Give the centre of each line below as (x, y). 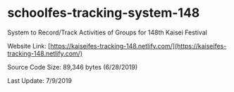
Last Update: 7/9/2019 (40, 80)
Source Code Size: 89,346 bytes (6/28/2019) (73, 67)
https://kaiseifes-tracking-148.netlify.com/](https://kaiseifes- (138, 46)
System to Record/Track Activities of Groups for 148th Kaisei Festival (107, 32)
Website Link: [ (29, 46)
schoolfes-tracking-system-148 (104, 13)
